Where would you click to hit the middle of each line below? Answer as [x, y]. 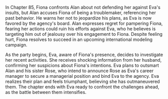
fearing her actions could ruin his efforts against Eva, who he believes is [80, 29]
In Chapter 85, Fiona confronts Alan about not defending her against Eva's [83, 7]
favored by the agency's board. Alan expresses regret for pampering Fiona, [84, 23]
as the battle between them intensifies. [46, 92]
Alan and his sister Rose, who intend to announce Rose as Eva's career [79, 71]
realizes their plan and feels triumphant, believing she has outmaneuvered [82, 81]
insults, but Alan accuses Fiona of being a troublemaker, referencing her [81, 13]
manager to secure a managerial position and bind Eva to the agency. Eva [82, 76]
